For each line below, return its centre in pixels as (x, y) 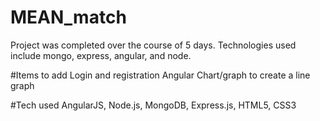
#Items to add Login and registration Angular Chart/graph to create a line (160, 75)
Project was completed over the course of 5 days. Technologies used (153, 45)
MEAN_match (68, 17)
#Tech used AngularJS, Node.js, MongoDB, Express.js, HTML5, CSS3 (153, 105)
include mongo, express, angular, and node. (101, 55)
